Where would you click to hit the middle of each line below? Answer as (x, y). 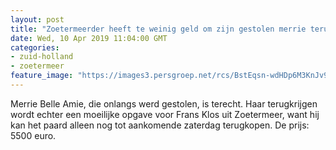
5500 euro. (33, 135)
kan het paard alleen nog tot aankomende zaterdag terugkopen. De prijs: (160, 125)
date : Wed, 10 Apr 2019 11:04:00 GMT (89, 38)
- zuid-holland (42, 57)
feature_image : (42, 76)
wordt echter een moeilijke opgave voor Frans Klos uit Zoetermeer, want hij (165, 114)
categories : (35, 47)
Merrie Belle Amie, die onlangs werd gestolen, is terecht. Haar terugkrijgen (164, 103)
